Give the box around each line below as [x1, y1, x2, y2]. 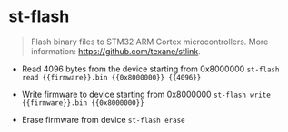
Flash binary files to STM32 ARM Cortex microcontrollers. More [30, 36, 269, 47]
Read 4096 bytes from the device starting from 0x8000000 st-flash [21, 63, 280, 74]
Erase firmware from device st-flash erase [21, 114, 185, 125]
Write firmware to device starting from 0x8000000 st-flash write [21, 89, 272, 99]
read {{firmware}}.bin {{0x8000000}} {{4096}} [21, 72, 202, 82]
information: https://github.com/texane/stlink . [30, 45, 201, 56]
